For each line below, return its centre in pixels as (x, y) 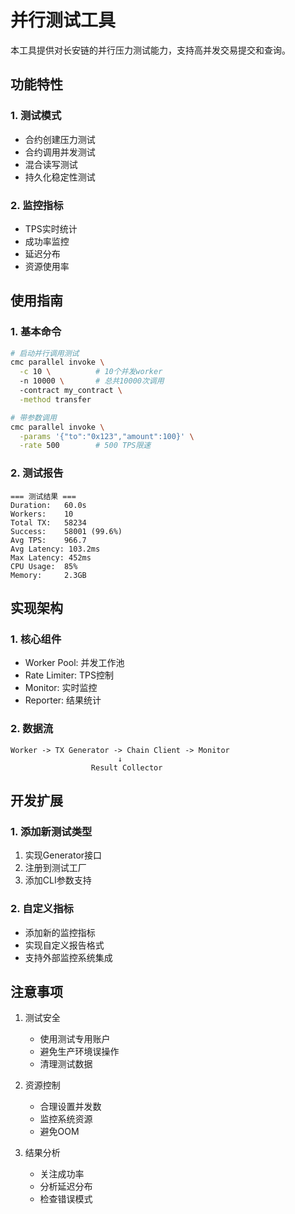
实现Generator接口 (63, 855)
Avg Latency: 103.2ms (55, 549)
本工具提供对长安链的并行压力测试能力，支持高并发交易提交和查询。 (150, 50)
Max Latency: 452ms (51, 557)
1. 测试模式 (36, 116)
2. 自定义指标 (42, 909)
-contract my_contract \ (71, 391)
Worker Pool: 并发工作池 (74, 663)
